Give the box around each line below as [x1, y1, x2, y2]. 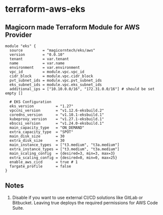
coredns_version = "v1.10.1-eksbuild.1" [9, 112, 105, 117]
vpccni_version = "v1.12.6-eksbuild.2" [9, 108, 105, 113]
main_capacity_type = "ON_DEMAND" [9, 125, 84, 130]
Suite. [12, 205, 25, 211]
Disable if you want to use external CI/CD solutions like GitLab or [12, 194, 143, 200]
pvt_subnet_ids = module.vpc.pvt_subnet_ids [9, 78, 102, 83]
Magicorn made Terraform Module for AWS [5, 23, 140, 31]
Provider [5, 30, 32, 39]
